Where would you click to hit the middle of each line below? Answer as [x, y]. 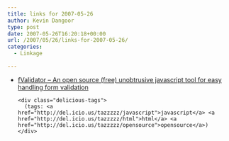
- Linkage [28, 54]
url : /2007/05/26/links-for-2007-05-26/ [68, 40]
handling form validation [53, 87]
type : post [23, 27]
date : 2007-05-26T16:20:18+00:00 [57, 34]
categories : [25, 47]
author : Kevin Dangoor [41, 21]
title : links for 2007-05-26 [50, 14]
